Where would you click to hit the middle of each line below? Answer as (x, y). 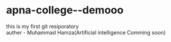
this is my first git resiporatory (42, 26)
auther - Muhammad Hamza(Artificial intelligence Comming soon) (86, 32)
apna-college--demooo (65, 10)
